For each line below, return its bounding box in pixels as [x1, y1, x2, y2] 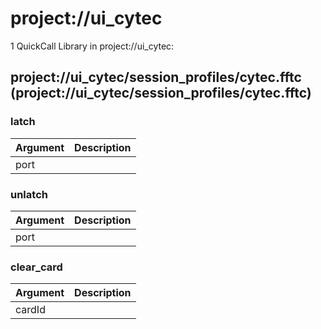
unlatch [10, 187, 48, 201]
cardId [15, 303, 46, 317]
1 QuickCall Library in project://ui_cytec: [10, 40, 175, 52]
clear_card [10, 260, 63, 274]
